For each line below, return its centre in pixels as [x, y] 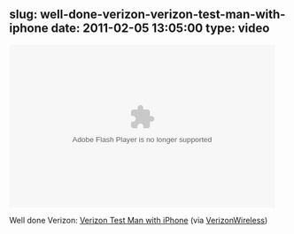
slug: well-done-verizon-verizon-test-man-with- [147, 15]
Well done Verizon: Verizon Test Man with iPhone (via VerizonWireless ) [139, 220]
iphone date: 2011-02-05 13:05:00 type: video [139, 29]
